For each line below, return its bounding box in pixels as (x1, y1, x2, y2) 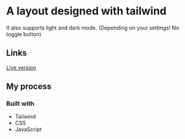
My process (6, 81, 52, 91)
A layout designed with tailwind (6, 4, 167, 18)
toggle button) (6, 30, 42, 37)
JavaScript (14, 126, 42, 133)
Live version (6, 64, 37, 71)
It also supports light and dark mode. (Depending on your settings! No (6, 24, 180, 31)
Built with (6, 99, 35, 108)
